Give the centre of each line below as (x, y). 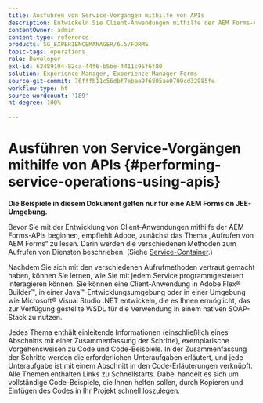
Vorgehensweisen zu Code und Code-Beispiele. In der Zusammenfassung (128, 349)
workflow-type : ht (38, 88)
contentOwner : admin (42, 30)
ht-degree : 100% (34, 103)
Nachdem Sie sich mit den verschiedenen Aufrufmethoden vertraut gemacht (131, 267)
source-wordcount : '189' (49, 96)
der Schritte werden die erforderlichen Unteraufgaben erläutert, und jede (126, 358)
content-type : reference (49, 37)
